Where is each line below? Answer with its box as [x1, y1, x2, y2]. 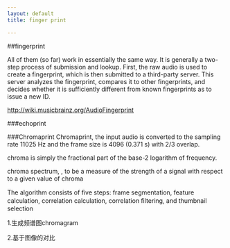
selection [7, 204, 33, 213]
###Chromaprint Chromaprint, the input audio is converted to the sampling [7, 133, 221, 141]
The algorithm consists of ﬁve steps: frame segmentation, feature [7, 188, 195, 197]
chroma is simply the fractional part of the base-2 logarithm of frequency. [7, 154, 218, 162]
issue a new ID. [7, 92, 51, 101]
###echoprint [7, 119, 46, 127]
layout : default [7, 10, 54, 17]
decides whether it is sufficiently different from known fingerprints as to [7, 85, 213, 93]
